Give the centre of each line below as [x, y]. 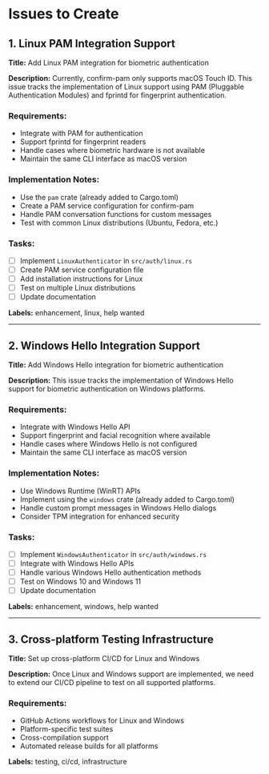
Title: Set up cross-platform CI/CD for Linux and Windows [104, 659]
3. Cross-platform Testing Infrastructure [111, 639]
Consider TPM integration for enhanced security [100, 516]
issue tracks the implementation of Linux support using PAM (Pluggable [126, 86]
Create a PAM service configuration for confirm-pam [107, 206]
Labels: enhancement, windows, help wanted [83, 607]
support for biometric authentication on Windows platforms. [107, 389]
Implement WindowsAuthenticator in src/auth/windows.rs [113, 554]
